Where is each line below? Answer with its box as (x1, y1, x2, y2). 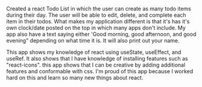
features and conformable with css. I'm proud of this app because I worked (6, 68, 194, 74)
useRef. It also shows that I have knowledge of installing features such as (6, 55, 188, 62)
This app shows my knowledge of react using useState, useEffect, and (6, 49, 181, 56)
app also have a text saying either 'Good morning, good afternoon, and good (6, 31, 197, 38)
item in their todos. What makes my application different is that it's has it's (6, 18, 190, 25)
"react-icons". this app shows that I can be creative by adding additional (6, 61, 186, 68)
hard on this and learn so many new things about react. (6, 74, 144, 81)
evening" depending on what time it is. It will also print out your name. (6, 37, 180, 44)
